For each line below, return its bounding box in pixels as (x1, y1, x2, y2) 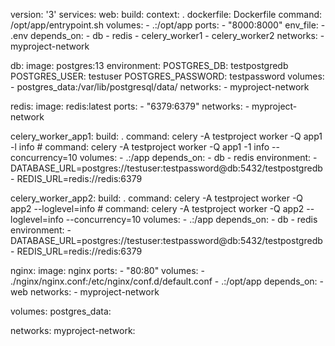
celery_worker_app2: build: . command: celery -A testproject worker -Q (10, 192, 304, 204)
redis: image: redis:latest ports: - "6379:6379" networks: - (10, 100, 250, 112)
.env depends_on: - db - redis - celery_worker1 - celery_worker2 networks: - (10, 30, 325, 41)
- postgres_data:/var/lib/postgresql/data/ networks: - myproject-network (10, 81, 310, 93)
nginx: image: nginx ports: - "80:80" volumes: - (10, 265, 205, 276)
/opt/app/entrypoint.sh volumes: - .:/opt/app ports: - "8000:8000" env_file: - (10, 19, 326, 31)
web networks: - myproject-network (10, 286, 160, 298)
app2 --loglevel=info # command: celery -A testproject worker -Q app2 (10, 203, 305, 214)
